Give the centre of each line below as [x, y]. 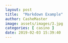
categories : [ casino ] [30, 28]
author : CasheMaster [27, 19]
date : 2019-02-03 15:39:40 [33, 33]
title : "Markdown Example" [34, 14]
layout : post [19, 10]
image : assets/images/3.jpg [34, 23]
